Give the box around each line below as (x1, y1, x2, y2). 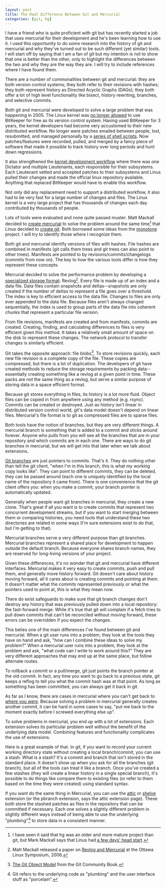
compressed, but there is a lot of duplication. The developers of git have (5, 361, 152, 367)
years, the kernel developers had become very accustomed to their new (5, 123, 152, 129)
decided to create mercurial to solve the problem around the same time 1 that (5, 220, 161, 227)
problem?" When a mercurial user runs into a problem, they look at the (5, 642, 148, 648)
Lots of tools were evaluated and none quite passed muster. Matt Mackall (5, 215, 155, 221)
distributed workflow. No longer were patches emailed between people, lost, (5, 128, 161, 134)
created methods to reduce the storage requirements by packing (5, 366, 137, 372)
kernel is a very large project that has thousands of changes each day (5, 200, 147, 206)
